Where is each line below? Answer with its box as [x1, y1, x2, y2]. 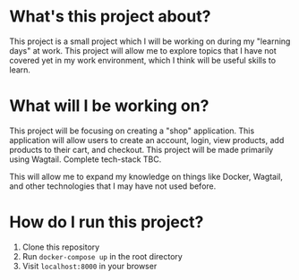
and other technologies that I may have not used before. [9, 181, 217, 191]
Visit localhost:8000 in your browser [21, 260, 158, 271]
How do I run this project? [9, 212, 204, 233]
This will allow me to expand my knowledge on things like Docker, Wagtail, [9, 171, 284, 182]
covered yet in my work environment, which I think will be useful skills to [9, 55, 276, 65]
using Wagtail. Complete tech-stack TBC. [9, 154, 162, 165]
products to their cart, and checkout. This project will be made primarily [9, 144, 274, 155]
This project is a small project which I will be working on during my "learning [9, 36, 291, 47]
